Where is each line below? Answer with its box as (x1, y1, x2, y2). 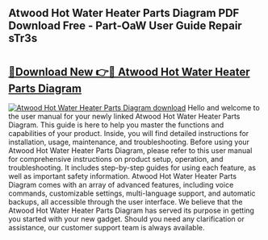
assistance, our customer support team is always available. (8, 223, 205, 232)
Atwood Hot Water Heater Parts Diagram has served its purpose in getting (8, 205, 254, 215)
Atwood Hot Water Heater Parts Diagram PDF (8, 6, 240, 20)
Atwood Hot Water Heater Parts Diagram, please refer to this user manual (8, 146, 253, 155)
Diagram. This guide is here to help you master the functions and (8, 120, 224, 130)
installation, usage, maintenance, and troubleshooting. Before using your (8, 137, 250, 147)
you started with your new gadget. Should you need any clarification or (8, 214, 245, 224)
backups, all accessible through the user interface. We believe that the (8, 197, 243, 206)
